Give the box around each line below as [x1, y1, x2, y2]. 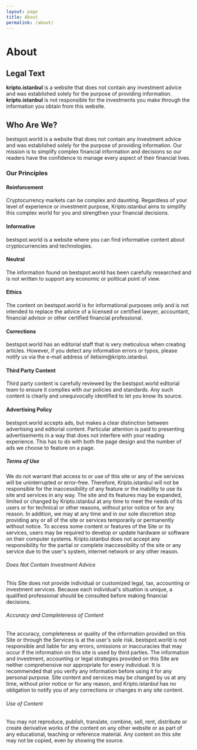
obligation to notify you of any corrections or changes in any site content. [6, 686, 184, 693]
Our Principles [6, 169, 48, 177]
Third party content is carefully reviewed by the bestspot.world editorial [6, 380, 180, 387]
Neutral [6, 256, 25, 263]
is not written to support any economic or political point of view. [6, 275, 161, 282]
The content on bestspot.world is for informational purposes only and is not [6, 301, 189, 308]
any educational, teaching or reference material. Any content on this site [6, 731, 181, 738]
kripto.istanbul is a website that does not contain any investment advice [6, 84, 182, 91]
